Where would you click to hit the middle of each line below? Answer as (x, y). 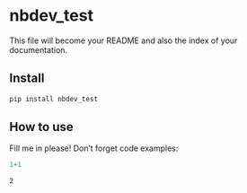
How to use (41, 127)
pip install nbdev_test (54, 99)
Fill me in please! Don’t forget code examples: (94, 148)
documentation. (39, 49)
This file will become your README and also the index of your (123, 40)
